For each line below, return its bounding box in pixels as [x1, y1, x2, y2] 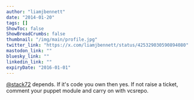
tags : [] [6, 20, 28, 26]
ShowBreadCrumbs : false [6, 31, 66, 37]
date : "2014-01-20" [6, 14, 55, 20]
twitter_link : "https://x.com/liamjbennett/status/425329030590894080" [6, 43, 189, 49]
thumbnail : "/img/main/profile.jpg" [6, 37, 98, 43]
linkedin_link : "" [6, 59, 52, 65]
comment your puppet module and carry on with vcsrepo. [6, 87, 148, 95]
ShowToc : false [6, 25, 44, 32]
